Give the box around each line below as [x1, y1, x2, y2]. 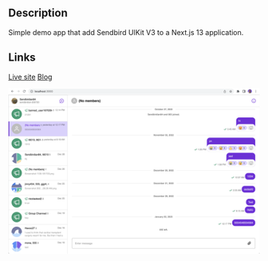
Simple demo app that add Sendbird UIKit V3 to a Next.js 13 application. [8, 27, 244, 37]
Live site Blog [8, 72, 53, 81]
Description [8, 6, 68, 20]
